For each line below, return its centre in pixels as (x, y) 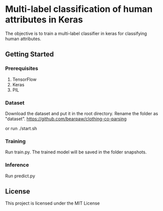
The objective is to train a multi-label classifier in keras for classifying (76, 33)
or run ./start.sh (21, 128)
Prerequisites (22, 69)
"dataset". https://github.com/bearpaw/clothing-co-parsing (66, 119)
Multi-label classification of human (79, 9)
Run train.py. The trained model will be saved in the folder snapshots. (76, 152)
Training (15, 141)
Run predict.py (20, 176)
